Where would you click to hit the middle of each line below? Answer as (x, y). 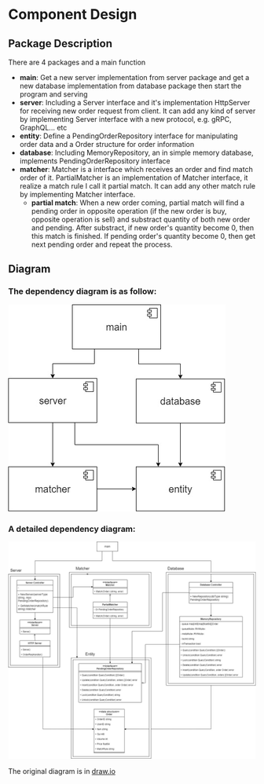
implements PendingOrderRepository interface (95, 161)
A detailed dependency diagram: (72, 529)
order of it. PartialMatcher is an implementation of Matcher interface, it (134, 178)
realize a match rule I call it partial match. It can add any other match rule (137, 186)
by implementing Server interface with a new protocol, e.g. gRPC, (125, 119)
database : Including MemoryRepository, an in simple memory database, (136, 152)
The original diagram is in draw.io (62, 771)
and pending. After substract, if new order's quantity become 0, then (142, 228)
